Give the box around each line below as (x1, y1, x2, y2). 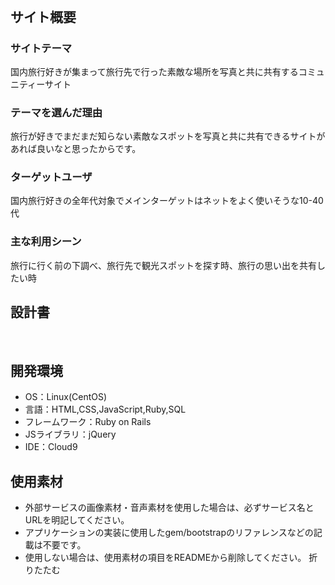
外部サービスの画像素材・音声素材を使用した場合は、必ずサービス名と (24, 502, 315, 514)
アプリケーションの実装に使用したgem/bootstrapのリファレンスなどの (24, 527, 314, 539)
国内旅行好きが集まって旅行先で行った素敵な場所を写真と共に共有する (10, 65, 299, 77)
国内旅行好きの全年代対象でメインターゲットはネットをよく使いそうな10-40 (10, 195, 324, 207)
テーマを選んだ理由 (10, 105, 103, 119)
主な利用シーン (10, 235, 82, 249)
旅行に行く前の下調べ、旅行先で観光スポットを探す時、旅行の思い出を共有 (10, 259, 317, 271)
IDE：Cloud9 (24, 441, 78, 453)
